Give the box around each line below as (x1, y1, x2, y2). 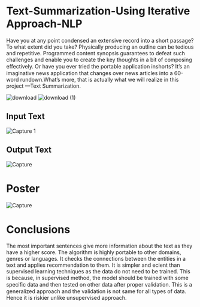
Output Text (6, 145, 52, 155)
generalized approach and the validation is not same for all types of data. (6, 288, 187, 295)
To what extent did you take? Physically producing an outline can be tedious (6, 43, 194, 50)
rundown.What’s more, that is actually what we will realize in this (20, 76, 179, 83)
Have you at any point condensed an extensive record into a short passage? (6, 37, 194, 44)
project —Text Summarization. (6, 82, 81, 90)
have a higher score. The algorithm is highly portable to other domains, (6, 249, 181, 256)
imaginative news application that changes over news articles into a (6, 69, 173, 76)
